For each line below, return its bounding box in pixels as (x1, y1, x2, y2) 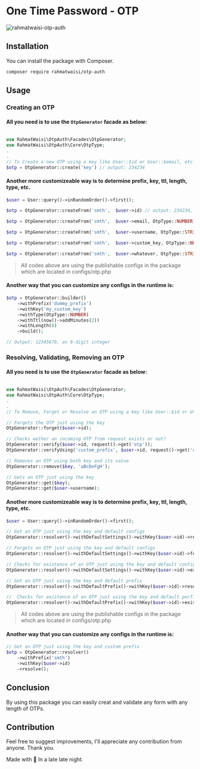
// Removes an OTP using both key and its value (6, 457, 129, 464)
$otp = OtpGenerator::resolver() (6, 649, 89, 655)
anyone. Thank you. (6, 744, 55, 752)
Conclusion (6, 683, 50, 693)
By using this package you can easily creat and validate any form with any (6, 698, 188, 706)
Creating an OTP (6, 103, 55, 111)
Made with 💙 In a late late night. (6, 756, 83, 763)
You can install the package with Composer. (6, 57, 114, 64)
